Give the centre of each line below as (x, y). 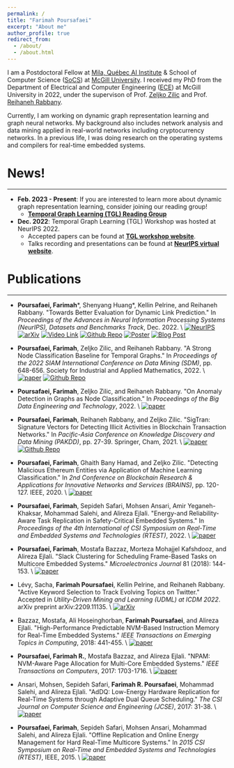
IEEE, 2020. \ (49, 492)
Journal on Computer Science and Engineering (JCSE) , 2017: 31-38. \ (117, 706)
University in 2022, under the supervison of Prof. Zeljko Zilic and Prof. (107, 94)
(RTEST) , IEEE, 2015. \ (49, 757)
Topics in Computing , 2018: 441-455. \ (72, 643)
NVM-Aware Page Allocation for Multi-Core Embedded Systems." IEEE (118, 663)
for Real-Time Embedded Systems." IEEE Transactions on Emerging (114, 635)
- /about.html (34, 53)
